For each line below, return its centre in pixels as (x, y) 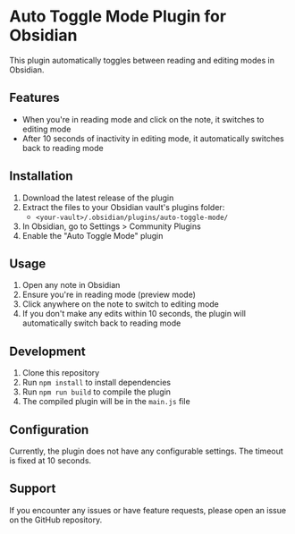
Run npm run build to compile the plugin (97, 392)
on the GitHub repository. (56, 520)
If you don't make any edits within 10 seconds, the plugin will (134, 314)
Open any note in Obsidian (71, 285)
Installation (41, 176)
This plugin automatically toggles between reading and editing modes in (142, 60)
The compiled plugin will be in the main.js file (106, 402)
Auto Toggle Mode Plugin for (118, 17)
